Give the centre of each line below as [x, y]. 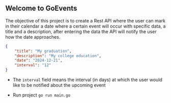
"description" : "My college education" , [58, 56]
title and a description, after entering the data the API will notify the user [81, 31]
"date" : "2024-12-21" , [39, 61]
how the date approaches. [33, 37]
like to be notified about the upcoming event [59, 85]
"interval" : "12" [33, 65]
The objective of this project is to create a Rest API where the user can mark [86, 20]
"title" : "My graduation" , [43, 51]
